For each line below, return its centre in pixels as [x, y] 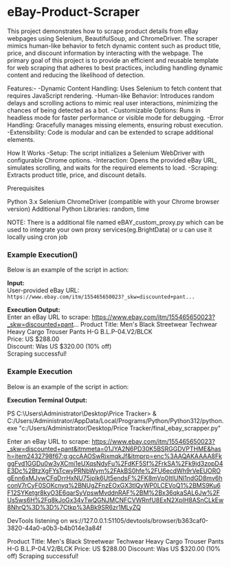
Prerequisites [26, 188]
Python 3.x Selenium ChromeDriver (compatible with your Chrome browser [113, 201]
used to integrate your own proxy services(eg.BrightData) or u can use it [110, 229]
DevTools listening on [37, 520]
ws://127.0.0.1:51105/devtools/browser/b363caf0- [139, 520]
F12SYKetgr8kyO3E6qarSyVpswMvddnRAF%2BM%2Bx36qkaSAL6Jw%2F [114, 493]
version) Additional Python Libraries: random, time [78, 209]
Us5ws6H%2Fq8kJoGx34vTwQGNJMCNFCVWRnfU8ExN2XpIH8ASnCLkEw [115, 499]
